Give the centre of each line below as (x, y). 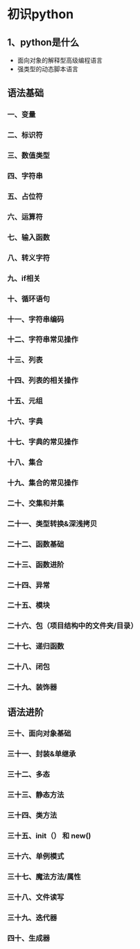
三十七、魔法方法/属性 (44, 876)
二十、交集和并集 (36, 503)
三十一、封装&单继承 (42, 754)
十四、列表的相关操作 (43, 381)
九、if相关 (24, 278)
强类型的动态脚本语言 (47, 69)
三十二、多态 (29, 775)
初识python (41, 14)
